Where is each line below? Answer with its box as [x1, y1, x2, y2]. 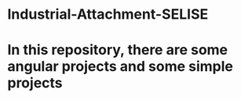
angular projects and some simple [7, 58, 233, 76]
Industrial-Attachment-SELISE [7, 5, 209, 23]
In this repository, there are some [7, 41, 228, 59]
